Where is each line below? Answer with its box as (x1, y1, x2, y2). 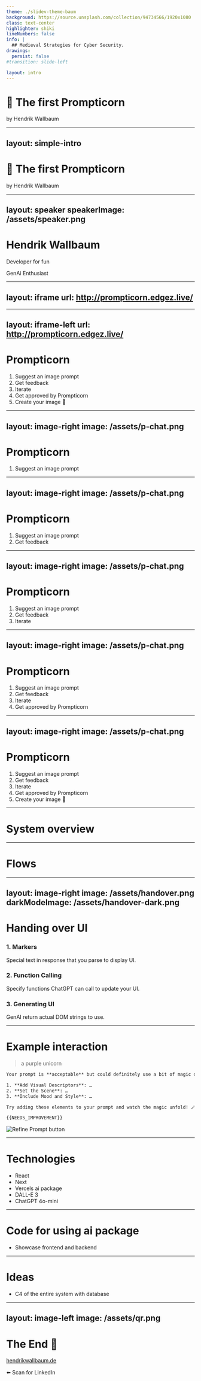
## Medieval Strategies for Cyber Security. (11, 43, 124, 48)
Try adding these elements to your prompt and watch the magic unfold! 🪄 (6, 1104, 196, 1110)
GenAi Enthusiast (6, 269, 49, 277)
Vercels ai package (14, 1185, 62, 1192)
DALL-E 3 (14, 1191, 39, 1198)
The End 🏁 (6, 1337, 58, 1350)
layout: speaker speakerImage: (6, 205, 125, 216)
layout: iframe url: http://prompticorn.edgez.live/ (6, 293, 193, 303)
